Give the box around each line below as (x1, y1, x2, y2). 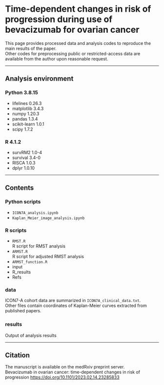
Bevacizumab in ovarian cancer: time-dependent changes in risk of (5, 369, 141, 375)
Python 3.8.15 (5, 89, 38, 96)
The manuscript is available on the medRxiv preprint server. (5, 364, 125, 370)
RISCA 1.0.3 (12, 160, 36, 165)
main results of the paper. (5, 45, 57, 51)
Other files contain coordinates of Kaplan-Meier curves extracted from (5, 303, 147, 308)
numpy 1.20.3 (12, 111, 40, 117)
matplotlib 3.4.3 (12, 105, 44, 111)
